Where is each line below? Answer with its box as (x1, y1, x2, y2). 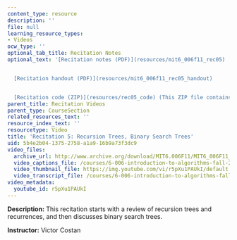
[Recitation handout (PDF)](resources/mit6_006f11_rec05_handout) (13, 75, 213, 82)
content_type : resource (7, 10, 78, 18)
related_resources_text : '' (7, 113, 90, 120)
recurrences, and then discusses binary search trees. (7, 212, 163, 220)
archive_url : (13, 153, 52, 160)
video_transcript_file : (13, 172, 83, 179)
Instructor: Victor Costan (7, 226, 81, 234)
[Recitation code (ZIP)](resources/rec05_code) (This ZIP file (13, 94, 203, 101)
